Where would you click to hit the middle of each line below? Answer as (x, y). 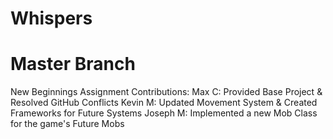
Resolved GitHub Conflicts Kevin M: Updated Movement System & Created (164, 103)
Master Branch (73, 64)
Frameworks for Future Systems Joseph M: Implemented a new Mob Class (164, 113)
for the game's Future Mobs (67, 124)
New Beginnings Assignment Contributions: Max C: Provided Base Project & (166, 92)
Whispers (51, 18)
